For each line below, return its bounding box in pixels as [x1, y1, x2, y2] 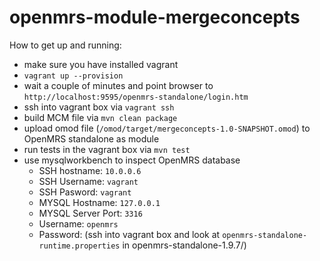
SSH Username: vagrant [38, 175, 139, 187]
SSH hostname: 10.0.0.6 [38, 164, 142, 176]
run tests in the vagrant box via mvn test [23, 143, 191, 155]
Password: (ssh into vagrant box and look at [38, 228, 221, 240]
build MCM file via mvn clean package [23, 111, 178, 123]
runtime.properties [38, 241, 121, 251]
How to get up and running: [9, 39, 122, 51]
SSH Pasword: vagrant [38, 186, 132, 198]
